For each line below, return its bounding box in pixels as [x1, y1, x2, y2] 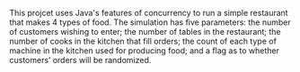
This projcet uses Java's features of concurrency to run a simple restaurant [9, 8, 289, 18]
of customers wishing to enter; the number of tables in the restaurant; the [9, 27, 281, 36]
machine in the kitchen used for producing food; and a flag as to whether [9, 45, 280, 56]
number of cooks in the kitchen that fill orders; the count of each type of [9, 36, 277, 46]
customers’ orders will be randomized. [9, 55, 152, 65]
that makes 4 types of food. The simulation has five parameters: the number [9, 17, 292, 28]
